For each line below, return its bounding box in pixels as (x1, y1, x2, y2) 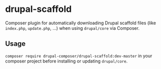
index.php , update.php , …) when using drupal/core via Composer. (5, 25, 140, 31)
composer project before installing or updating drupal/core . (5, 58, 128, 64)
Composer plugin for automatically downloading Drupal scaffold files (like (5, 20, 156, 26)
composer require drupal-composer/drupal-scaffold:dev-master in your (5, 53, 153, 59)
